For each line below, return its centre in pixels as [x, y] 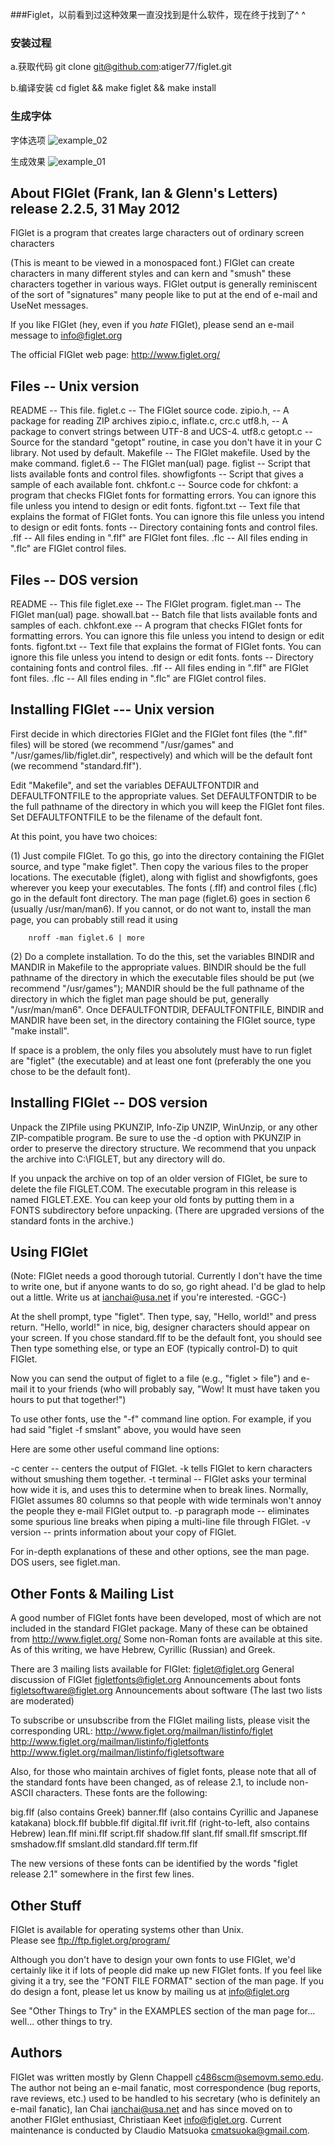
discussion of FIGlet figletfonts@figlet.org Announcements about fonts [156, 1680]
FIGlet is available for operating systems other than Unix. [127, 1930]
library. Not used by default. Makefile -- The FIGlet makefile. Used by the [160, 453]
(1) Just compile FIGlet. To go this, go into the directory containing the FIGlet [167, 855]
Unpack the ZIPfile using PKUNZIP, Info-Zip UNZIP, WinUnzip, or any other [164, 1127]
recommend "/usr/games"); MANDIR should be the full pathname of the [157, 988]
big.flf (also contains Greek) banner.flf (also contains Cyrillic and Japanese [164, 1812]
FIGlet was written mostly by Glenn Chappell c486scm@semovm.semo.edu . [167, 2077]
